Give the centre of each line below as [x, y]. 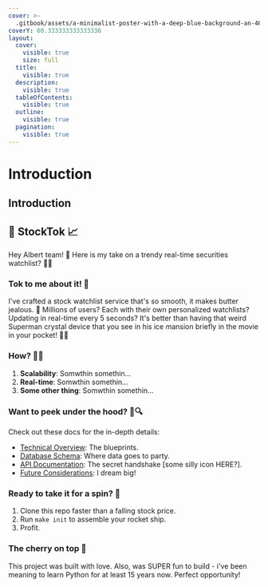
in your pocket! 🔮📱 [39, 335]
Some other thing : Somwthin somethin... [87, 390]
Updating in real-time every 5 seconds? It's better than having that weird [128, 318]
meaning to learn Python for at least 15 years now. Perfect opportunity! [124, 574]
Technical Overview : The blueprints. [79, 447]
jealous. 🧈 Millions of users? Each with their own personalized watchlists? [129, 310]
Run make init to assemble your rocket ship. [93, 519]
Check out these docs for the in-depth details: [84, 431]
